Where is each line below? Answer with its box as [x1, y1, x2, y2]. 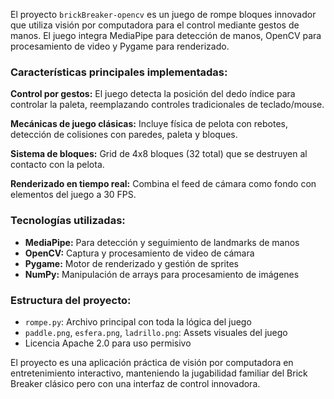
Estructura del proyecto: [10, 293, 132, 307]
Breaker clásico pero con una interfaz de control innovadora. [10, 377, 261, 389]
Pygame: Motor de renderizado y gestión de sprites [24, 257, 239, 269]
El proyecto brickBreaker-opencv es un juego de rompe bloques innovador [10, 9, 317, 20]
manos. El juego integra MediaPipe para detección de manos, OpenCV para [10, 30, 322, 41]
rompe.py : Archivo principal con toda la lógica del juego [24, 315, 252, 328]
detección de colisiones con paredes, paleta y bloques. [10, 129, 238, 141]
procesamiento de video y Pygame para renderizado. [10, 40, 230, 52]
